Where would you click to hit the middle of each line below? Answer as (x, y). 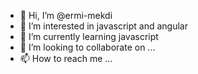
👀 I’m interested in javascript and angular (103, 26)
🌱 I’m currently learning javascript (89, 36)
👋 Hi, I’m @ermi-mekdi (66, 15)
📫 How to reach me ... (66, 58)
